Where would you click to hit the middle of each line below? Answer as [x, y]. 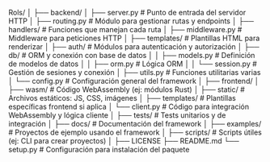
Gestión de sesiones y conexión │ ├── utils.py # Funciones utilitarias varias [135, 72]
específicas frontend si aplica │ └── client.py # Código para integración [129, 106]
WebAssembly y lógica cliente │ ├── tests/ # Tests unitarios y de [117, 115]
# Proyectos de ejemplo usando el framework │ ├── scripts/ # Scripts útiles [135, 132]
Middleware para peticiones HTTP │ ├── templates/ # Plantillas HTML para [134, 38]
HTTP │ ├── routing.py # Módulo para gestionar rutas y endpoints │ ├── [131, 21]
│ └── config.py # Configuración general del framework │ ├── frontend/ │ [134, 81]
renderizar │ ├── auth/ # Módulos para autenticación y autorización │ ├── [134, 47]
